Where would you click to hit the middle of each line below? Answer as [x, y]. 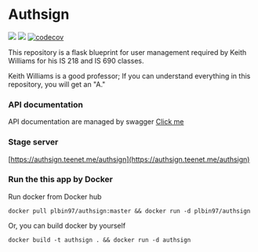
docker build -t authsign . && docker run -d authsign [100, 240]
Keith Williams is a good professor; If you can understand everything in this [129, 75]
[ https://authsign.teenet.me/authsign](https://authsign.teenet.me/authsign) [129, 159]
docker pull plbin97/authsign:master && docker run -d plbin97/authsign [129, 211]
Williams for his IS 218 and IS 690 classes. [76, 60]
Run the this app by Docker [61, 180]
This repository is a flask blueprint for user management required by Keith [127, 52]
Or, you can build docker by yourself [67, 225]
